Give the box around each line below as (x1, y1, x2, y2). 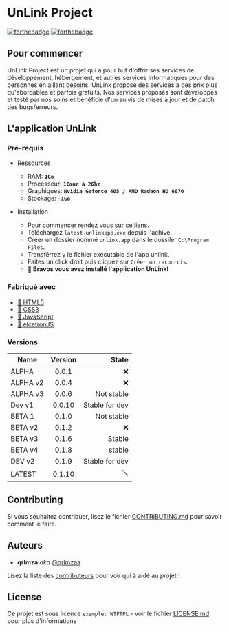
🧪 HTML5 (17, 298, 45, 306)
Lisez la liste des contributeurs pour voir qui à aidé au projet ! (7, 571, 180, 580)
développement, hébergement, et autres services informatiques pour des (7, 73, 215, 81)
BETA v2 (10, 423, 39, 433)
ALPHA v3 (10, 389, 44, 399)
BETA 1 (10, 412, 34, 422)
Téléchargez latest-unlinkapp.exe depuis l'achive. (27, 228, 172, 237)
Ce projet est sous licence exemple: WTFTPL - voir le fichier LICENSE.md (7, 609, 210, 618)
